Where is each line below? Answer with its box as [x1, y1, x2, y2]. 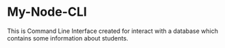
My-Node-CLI [7, 4, 87, 20]
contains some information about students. [7, 34, 129, 42]
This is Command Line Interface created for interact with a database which [7, 27, 218, 35]
